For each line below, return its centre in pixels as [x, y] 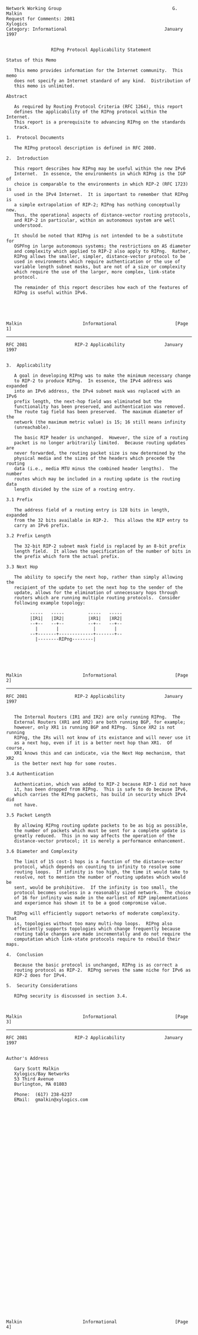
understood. [29, 226]
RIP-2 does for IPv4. [40, 975]
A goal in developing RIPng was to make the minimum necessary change [103, 376]
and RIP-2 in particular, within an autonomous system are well [95, 220]
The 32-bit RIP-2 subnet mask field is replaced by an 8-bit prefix [100, 546]
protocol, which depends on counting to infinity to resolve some [97, 867]
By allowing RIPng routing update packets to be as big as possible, [101, 825]
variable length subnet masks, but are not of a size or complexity [100, 267]
